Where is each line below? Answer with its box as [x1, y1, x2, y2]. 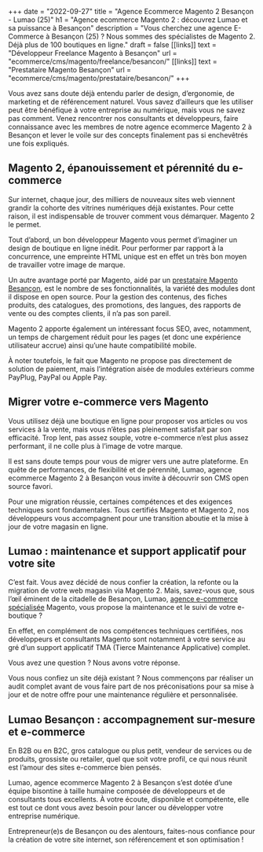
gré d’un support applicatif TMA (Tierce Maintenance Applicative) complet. [8, 643, 250, 652]
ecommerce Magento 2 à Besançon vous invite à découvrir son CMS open [8, 473, 249, 483]
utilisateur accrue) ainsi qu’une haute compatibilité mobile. [8, 340, 197, 350]
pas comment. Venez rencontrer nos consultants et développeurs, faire [8, 114, 239, 123]
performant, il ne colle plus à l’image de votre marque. [8, 441, 183, 450]
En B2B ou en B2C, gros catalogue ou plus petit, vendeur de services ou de [8, 746, 253, 755]
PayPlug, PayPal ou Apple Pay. [8, 373, 108, 382]
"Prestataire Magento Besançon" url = [8, 65, 132, 74]
